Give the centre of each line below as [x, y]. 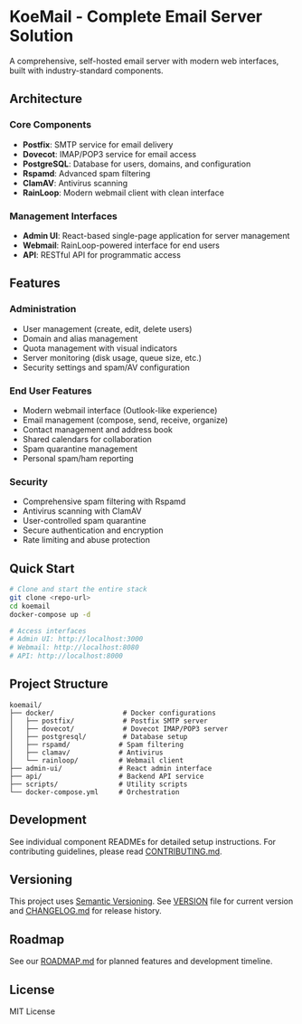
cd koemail [30, 606]
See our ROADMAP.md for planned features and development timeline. [141, 962]
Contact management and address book [98, 429]
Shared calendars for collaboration [87, 439]
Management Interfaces [63, 216]
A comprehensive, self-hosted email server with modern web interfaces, [144, 61]
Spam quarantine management [80, 449]
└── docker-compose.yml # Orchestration [94, 792]
